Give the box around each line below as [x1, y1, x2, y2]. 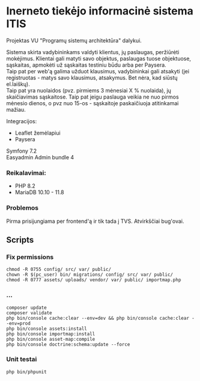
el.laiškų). [6, 80, 30, 88]
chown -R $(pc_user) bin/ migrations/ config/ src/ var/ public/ [6, 272, 173, 278]
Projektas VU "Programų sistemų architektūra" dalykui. [6, 37, 142, 44]
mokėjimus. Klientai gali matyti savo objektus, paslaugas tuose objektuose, [6, 55, 191, 62]
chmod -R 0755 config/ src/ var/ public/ [6, 266, 112, 273]
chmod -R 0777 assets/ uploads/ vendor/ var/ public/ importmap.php [6, 277, 181, 283]
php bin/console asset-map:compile [6, 336, 95, 342]
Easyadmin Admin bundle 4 [6, 153, 74, 160]
